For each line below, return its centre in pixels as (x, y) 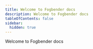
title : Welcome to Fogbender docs (40, 9)
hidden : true (23, 28)
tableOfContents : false (29, 18)
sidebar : (14, 23)
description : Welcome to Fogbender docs (47, 14)
